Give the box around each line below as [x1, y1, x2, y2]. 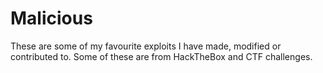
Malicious [10, 7, 93, 30]
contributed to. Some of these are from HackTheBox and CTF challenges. [10, 50, 313, 62]
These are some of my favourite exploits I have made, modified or [10, 40, 282, 52]
